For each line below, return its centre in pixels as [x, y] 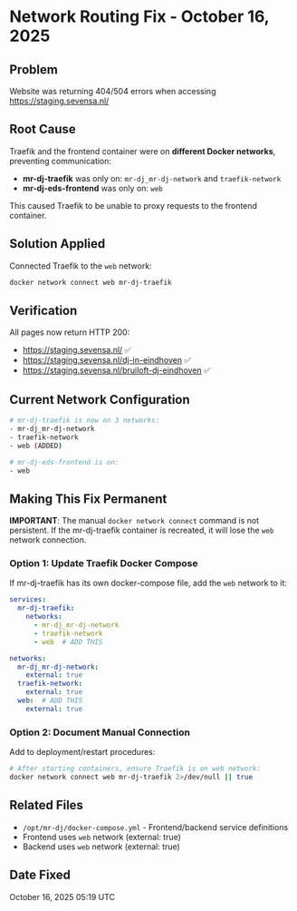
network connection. [48, 540]
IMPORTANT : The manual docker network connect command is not [134, 521]
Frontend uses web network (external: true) [101, 837]
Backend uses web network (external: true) [101, 847]
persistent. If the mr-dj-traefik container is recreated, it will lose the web [142, 530]
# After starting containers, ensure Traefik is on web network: [135, 769]
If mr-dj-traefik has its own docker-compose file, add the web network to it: [148, 583]
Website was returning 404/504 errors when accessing [113, 91]
